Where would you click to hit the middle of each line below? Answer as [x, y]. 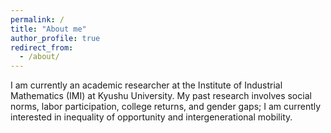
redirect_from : [42, 47]
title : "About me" [48, 29]
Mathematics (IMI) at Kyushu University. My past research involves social [161, 96]
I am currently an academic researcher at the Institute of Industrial [146, 85]
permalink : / [37, 19]
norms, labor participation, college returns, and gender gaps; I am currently [166, 107]
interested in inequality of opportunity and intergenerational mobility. [151, 117]
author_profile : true [55, 38]
